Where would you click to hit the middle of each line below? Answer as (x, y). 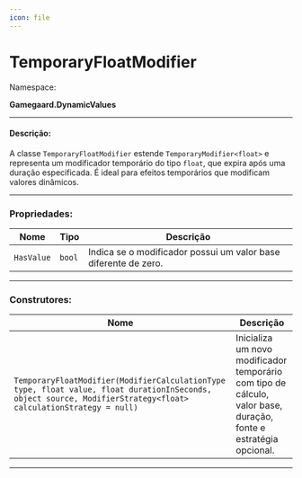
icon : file (30, 18)
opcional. (255, 450)
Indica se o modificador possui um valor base (184, 252)
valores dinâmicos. (44, 181)
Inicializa (254, 338)
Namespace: (33, 87)
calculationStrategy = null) (76, 408)
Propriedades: (41, 214)
